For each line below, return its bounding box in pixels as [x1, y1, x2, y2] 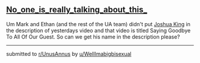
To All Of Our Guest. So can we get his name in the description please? [6, 33, 180, 40]
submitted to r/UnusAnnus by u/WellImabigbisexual [6, 50, 132, 57]
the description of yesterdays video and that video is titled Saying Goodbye [6, 27, 191, 34]
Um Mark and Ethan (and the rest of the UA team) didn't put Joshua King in [6, 20, 190, 27]
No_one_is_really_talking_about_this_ [6, 5, 148, 15]
